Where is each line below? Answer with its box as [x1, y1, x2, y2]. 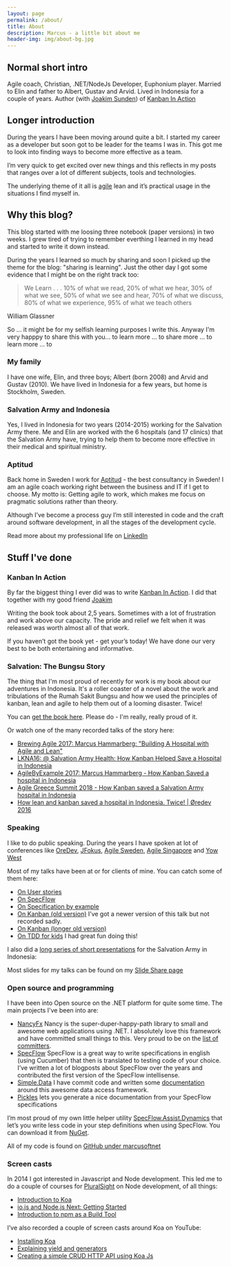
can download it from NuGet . [7, 1129, 90, 1137]
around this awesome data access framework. [17, 1086, 150, 1094]
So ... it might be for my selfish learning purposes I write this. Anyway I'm [7, 325, 215, 333]
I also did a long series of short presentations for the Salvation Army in [7, 945, 208, 953]
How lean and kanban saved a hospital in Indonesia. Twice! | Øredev [17, 798, 212, 806]
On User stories [17, 887, 62, 896]
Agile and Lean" [17, 747, 63, 755]
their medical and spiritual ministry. [7, 443, 107, 451]
